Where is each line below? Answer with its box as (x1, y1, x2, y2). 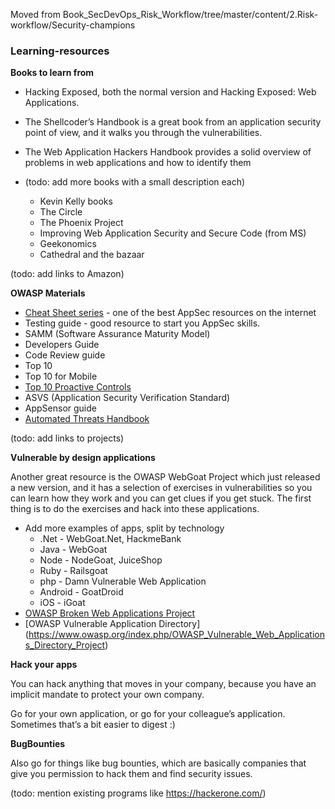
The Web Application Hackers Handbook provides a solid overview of (24, 146, 312, 158)
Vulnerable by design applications (10, 452, 156, 464)
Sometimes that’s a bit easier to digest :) (10, 719, 176, 731)
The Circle (39, 206, 83, 218)
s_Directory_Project (24, 639, 106, 651)
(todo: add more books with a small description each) (24, 176, 246, 188)
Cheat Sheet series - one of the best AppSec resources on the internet (24, 307, 317, 319)
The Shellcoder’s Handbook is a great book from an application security (24, 116, 322, 128)
